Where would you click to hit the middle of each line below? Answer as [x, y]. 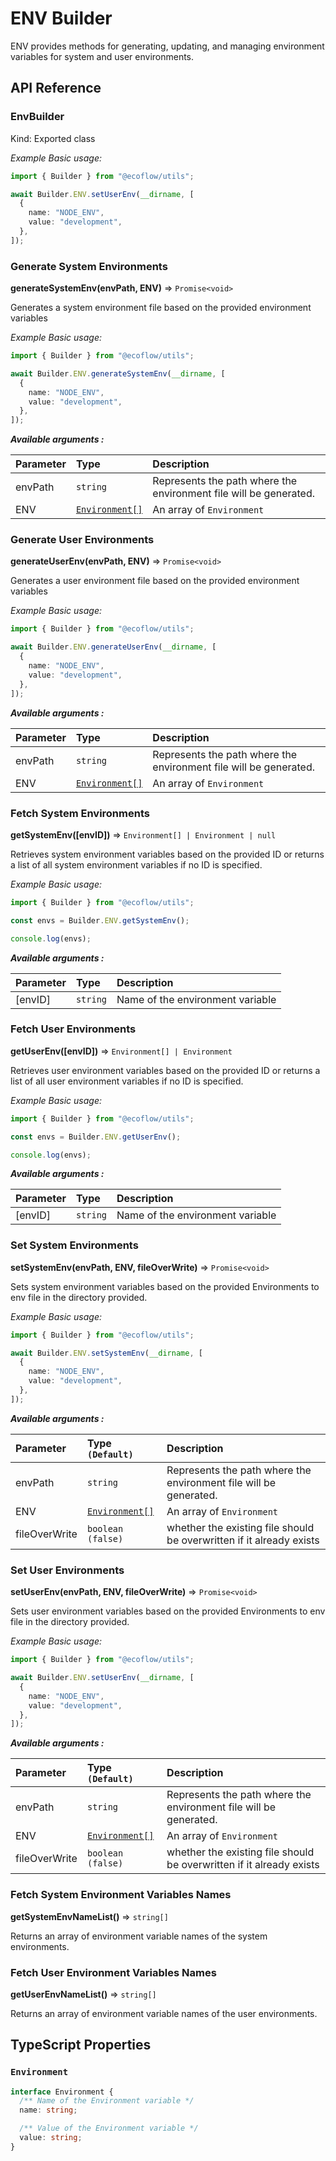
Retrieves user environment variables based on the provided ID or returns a [165, 1070]
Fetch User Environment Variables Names [113, 1972]
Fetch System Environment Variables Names [121, 1895]
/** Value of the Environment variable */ [109, 2128]
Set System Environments [74, 1245]
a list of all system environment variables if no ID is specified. [136, 864]
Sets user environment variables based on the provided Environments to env [168, 1611]
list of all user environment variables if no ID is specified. [127, 1081]
